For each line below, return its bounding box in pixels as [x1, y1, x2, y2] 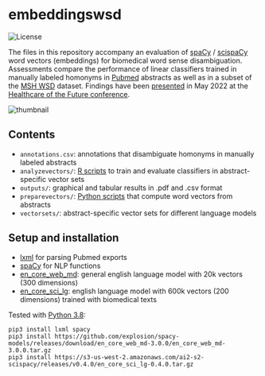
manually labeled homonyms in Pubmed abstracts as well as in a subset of [8, 72, 252, 82]
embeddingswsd [8, 6, 122, 24]
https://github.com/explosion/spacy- [54, 332, 180, 340]
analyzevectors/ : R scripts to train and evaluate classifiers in [19, 165, 219, 176]
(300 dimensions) [19, 277, 78, 287]
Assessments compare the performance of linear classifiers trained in [8, 64, 237, 73]
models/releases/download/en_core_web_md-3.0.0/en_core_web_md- [8, 339, 226, 347]
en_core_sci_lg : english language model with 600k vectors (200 [19, 286, 229, 296]
